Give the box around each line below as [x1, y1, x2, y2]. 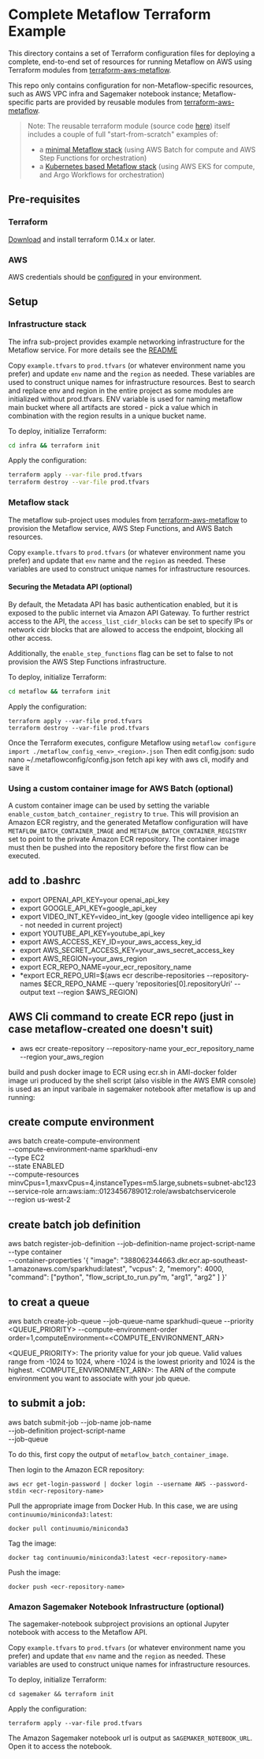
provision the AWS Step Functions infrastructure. [8, 657, 167, 666]
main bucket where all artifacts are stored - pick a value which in [8, 402, 218, 412]
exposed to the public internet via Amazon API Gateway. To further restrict [8, 608, 250, 617]
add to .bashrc [8, 874, 81, 887]
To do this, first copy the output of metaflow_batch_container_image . [8, 1449, 229, 1459]
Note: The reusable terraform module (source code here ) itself [27, 121, 231, 130]
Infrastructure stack [8, 318, 87, 330]
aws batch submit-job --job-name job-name [8, 1417, 152, 1427]
